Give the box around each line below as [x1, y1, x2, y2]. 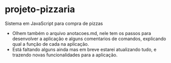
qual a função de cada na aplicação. [12, 41, 89, 47]
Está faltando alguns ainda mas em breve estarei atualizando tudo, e [12, 46, 157, 52]
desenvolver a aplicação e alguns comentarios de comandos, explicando [12, 36, 166, 42]
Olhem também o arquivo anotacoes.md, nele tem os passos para [12, 30, 152, 36]
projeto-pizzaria [5, 4, 75, 15]
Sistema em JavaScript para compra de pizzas [5, 20, 103, 26]
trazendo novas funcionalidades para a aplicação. [12, 52, 118, 58]
